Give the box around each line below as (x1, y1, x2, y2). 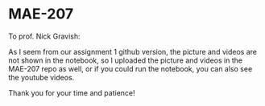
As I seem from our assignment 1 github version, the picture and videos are (8, 47, 258, 56)
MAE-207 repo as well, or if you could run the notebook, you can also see (8, 63, 253, 73)
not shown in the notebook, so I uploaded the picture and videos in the (8, 55, 243, 65)
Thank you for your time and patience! (8, 88, 135, 97)
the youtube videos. (8, 72, 75, 82)
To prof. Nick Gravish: (8, 31, 81, 41)
